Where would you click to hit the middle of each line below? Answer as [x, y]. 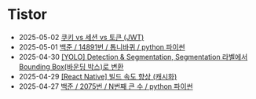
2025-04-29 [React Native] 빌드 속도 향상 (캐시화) [98, 76]
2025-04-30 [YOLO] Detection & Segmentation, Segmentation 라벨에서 [133, 57]
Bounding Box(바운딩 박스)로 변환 [71, 66]
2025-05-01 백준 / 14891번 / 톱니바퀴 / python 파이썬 [102, 47]
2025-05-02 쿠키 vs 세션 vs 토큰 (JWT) [81, 37]
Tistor [27, 15]
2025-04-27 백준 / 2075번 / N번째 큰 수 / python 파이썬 [106, 86]
